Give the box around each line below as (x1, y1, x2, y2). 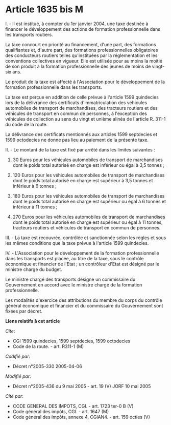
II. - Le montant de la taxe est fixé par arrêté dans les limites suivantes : (5, 146, 156, 152)
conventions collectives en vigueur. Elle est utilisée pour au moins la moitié (5, 57, 162, 64)
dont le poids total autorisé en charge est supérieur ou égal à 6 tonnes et (12, 198, 166, 204)
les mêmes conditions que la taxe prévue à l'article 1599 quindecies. (5, 240, 149, 246)
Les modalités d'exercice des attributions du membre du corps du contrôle (5, 297, 162, 303)
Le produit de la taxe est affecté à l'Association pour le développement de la (5, 79, 165, 85)
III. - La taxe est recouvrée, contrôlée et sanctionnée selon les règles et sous (5, 235, 166, 241)
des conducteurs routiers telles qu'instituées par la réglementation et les (5, 52, 158, 59)
